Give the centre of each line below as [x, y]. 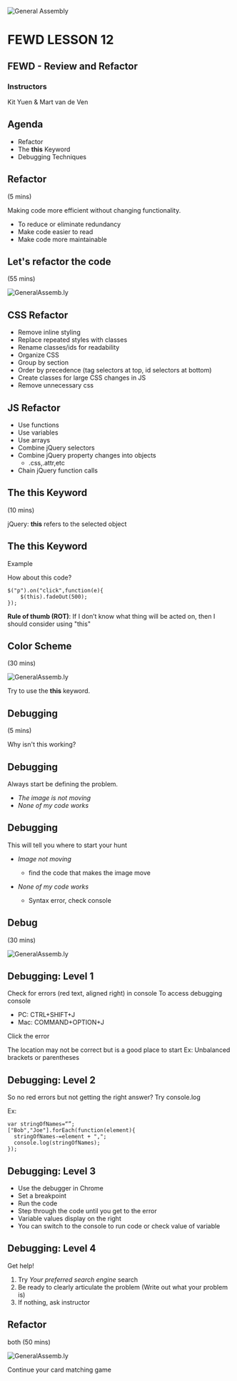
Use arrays [34, 440]
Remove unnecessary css [56, 385]
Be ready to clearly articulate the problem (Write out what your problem [123, 1287]
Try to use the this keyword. [49, 691]
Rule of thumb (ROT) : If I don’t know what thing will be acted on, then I [111, 616]
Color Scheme [40, 646]
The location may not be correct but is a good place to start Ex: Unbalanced [119, 1050]
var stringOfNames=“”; [41, 1124]
